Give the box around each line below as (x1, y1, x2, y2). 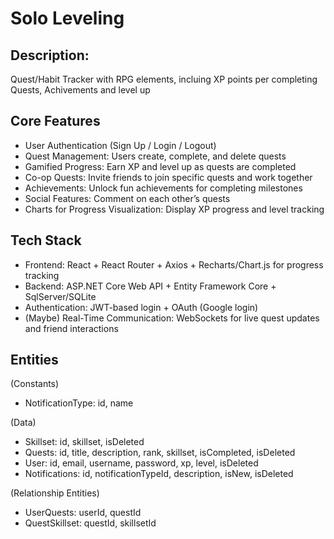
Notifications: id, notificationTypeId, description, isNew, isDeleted (24, 468, 294, 480)
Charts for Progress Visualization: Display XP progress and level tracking (24, 203, 325, 215)
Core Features (10, 113, 101, 130)
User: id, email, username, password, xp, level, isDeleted (24, 457, 259, 469)
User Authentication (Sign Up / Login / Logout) (24, 139, 217, 151)
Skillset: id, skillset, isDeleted (24, 436, 145, 448)
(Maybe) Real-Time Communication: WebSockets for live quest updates (24, 312, 320, 324)
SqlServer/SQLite (24, 290, 97, 302)
